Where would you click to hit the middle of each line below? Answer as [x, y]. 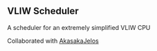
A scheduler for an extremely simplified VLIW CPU [79, 27]
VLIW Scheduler [43, 11]
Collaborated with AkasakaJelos [53, 41]
